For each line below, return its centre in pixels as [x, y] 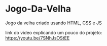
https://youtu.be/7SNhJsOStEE [38, 38]
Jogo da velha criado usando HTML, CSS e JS [54, 23]
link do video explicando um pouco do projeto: [54, 32]
